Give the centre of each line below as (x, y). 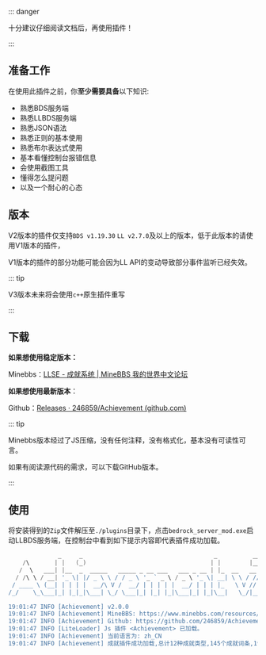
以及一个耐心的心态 (51, 187)
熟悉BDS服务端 (44, 108)
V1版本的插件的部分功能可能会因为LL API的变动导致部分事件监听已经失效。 (130, 262)
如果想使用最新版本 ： (43, 391)
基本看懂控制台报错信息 (58, 157)
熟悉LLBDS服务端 (48, 117)
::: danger (24, 11)
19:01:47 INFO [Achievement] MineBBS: (72, 614)
